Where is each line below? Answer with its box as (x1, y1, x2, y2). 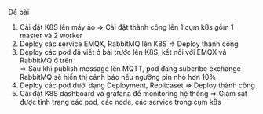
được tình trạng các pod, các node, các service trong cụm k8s (19, 98, 221, 106)
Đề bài (8, 8, 30, 16)
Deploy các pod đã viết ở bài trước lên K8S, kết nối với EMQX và (19, 48, 227, 56)
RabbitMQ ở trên (19, 55, 73, 65)
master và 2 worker (19, 31, 83, 40)
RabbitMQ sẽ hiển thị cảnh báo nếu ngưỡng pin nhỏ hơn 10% (19, 73, 217, 81)
